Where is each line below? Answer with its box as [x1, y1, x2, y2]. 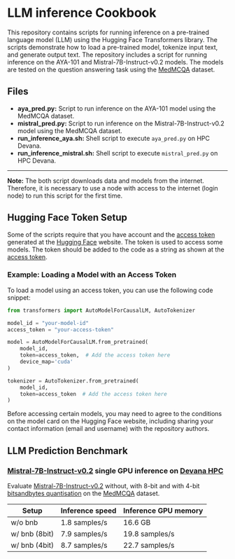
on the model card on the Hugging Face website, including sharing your [7, 417, 214, 425]
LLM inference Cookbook [7, 5, 157, 21]
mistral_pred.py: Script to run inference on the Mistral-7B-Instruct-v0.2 [17, 119, 225, 127]
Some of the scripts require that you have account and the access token [7, 230, 215, 239]
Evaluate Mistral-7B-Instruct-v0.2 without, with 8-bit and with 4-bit [7, 482, 200, 490]
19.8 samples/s [123, 529, 175, 539]
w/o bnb [10, 518, 38, 527]
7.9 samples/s [60, 529, 108, 539]
